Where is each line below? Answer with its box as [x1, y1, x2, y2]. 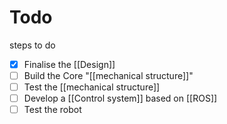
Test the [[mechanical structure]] [23, 81, 161, 93]
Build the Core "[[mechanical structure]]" [23, 70, 194, 81]
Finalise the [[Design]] [23, 58, 116, 70]
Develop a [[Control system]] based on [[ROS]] [23, 92, 218, 105]
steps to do [9, 39, 56, 51]
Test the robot [23, 104, 82, 116]
